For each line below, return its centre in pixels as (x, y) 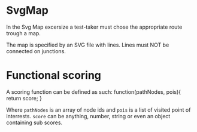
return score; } (24, 98)
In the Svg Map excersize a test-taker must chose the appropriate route (94, 27)
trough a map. (23, 33)
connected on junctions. (36, 51)
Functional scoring (54, 76)
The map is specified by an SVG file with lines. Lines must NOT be (88, 45)
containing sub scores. (34, 122)
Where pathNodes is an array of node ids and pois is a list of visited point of (99, 110)
